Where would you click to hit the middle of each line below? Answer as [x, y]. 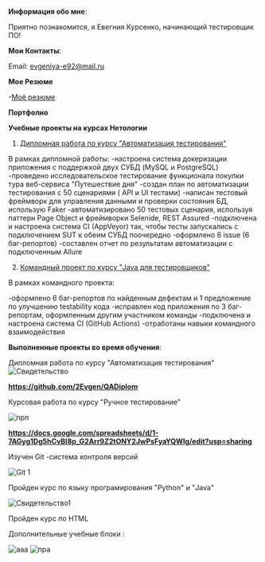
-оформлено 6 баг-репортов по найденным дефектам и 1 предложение [130, 298]
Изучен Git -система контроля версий [73, 457]
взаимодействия [37, 332]
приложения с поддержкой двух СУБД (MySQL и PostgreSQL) [113, 167]
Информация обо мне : [48, 12]
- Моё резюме [32, 97]
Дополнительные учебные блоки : [66, 534]
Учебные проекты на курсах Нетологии [78, 128]
